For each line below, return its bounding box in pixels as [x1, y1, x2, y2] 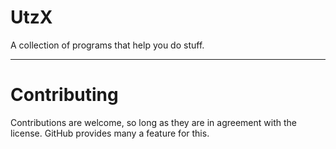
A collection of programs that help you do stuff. [10, 39, 205, 51]
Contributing [10, 84, 119, 106]
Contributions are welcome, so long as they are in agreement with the [10, 116, 297, 128]
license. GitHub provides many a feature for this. [10, 127, 210, 139]
